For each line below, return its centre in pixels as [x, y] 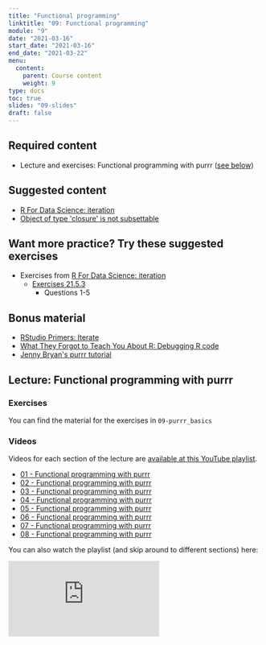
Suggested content [57, 190]
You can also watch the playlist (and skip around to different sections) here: [133, 550]
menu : [17, 61]
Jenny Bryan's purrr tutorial [65, 354]
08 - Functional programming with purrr [86, 534]
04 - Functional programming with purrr [86, 500]
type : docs [27, 91]
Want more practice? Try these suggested [116, 244]
